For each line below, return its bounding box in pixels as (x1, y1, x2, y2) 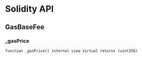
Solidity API (5, 3, 54, 15)
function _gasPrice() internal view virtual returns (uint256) (5, 48, 138, 53)
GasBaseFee (5, 23, 44, 31)
